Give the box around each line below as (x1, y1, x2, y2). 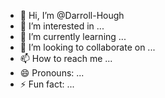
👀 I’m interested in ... (19, 20, 105, 32)
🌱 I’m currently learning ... (19, 31, 127, 42)
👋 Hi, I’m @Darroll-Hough (19, 10, 125, 21)
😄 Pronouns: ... (19, 67, 85, 79)
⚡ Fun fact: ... (19, 78, 75, 90)
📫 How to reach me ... (19, 53, 113, 64)
